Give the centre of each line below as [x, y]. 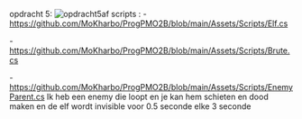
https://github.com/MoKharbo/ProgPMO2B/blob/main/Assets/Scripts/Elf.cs [149, 23]
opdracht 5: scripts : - [78, 14]
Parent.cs [27, 96]
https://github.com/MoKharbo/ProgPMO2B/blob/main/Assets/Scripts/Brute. [150, 50]
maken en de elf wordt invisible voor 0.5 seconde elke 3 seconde [130, 106]
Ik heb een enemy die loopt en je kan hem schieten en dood [157, 96]
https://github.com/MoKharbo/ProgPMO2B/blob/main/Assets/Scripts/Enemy [151, 87]
